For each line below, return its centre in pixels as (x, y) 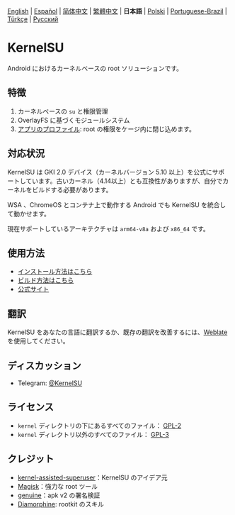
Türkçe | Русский (33, 19)
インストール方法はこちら (55, 272)
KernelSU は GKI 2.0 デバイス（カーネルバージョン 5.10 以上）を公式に (110, 172)
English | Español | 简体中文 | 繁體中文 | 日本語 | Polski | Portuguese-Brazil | (117, 11)
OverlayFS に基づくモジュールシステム (74, 120)
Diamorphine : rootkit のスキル (61, 504)
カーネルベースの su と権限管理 (63, 111)
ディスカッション (44, 366)
